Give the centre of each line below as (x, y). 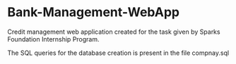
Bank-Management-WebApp (94, 12)
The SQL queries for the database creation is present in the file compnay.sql (118, 53)
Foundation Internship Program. (54, 39)
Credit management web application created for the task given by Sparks (114, 32)
